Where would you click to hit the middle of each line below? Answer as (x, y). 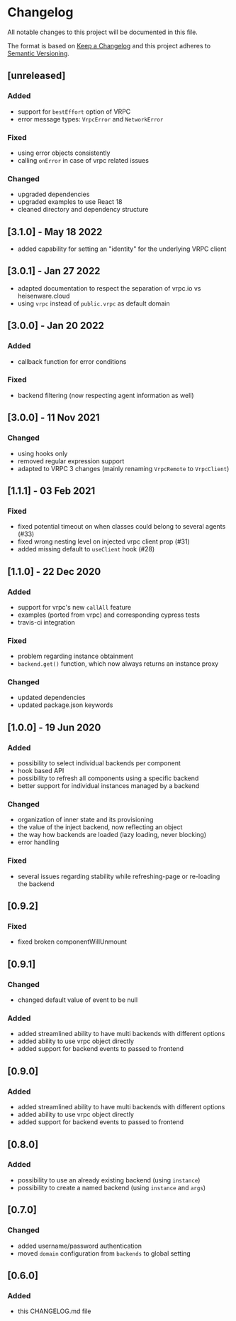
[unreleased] (36, 76)
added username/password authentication (79, 1246)
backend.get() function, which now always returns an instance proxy (118, 664)
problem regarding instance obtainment (75, 656)
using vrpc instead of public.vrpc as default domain (94, 303)
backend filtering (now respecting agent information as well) (106, 395)
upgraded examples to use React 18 (70, 202)
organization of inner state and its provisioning (85, 820)
